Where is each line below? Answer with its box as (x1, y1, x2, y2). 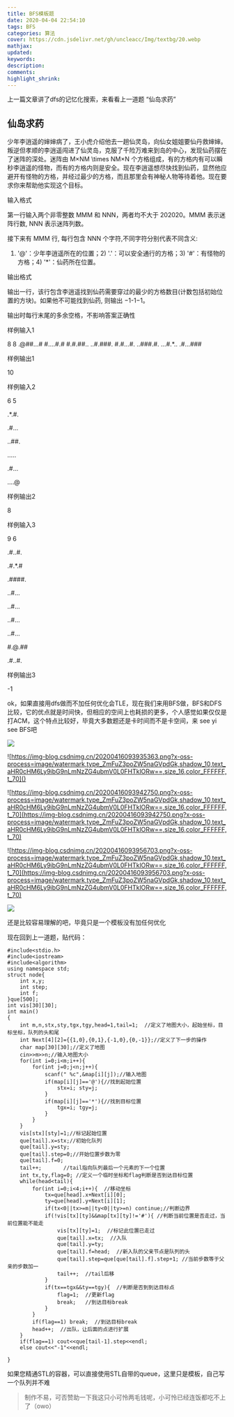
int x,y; (19, 978, 45, 985)
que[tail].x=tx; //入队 (56, 1235, 127, 1242)
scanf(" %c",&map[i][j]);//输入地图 (44, 1071, 147, 1078)
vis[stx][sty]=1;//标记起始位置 (19, 1130, 107, 1137)
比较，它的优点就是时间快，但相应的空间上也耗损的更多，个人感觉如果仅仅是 (7, 708, 227, 717)
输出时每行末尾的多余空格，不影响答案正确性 (7, 311, 136, 320)
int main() (7, 1008, 39, 1015)
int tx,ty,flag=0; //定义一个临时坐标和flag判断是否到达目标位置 (19, 1172, 194, 1179)
